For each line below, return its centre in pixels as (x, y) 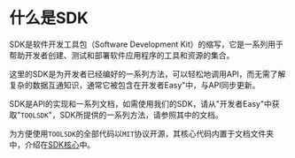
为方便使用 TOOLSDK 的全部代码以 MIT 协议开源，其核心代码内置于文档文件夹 (142, 133)
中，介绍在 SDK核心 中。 (52, 144)
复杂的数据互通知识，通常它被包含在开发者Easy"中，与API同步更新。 (135, 85)
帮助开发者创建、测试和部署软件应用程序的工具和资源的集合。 (122, 55)
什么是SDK (49, 18)
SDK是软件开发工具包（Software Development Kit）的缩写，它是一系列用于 (146, 44)
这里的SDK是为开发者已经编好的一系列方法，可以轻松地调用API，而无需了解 (147, 74)
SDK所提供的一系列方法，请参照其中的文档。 (141, 115)
